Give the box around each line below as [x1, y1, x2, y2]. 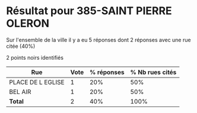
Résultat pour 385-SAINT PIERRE [6, 4, 172, 18]
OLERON [6, 17, 49, 30]
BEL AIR [9, 88, 31, 96]
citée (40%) [6, 43, 36, 50]
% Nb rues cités [130, 68, 177, 76]
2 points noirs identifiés [6, 54, 64, 61]
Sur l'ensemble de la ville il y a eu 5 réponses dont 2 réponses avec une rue [6, 36, 191, 43]
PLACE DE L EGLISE [9, 78, 65, 86]
